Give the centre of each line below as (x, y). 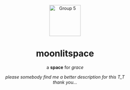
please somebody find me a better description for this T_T (65, 77)
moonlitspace (65, 53)
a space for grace (65, 67)
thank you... (65, 82)
